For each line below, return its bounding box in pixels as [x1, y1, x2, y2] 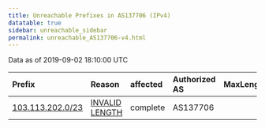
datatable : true [8, 19, 62, 27]
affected [129, 79, 163, 90]
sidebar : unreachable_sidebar [8, 26, 108, 34]
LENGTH [90, 107, 123, 119]
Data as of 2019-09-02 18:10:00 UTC [8, 55, 129, 65]
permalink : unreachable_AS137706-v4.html [8, 33, 147, 42]
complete [129, 102, 166, 113]
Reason [90, 79, 120, 90]
